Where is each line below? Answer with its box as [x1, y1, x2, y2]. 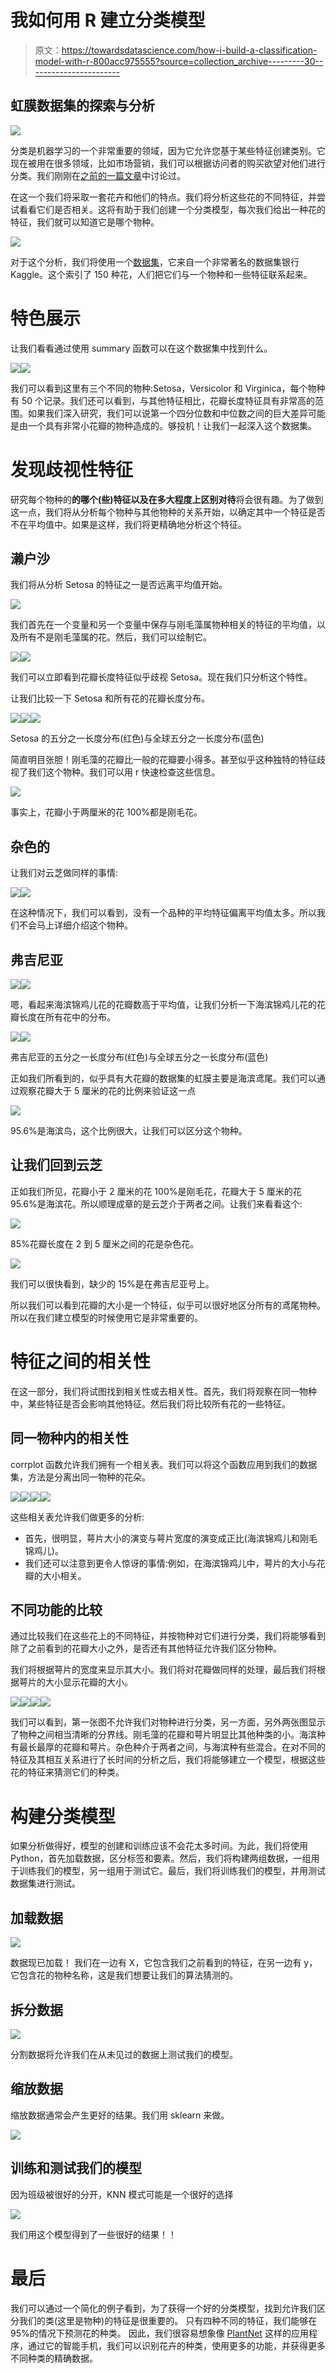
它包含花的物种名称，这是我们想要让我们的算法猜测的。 [10, 1969, 238, 1981]
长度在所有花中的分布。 [18, 1011, 116, 1023]
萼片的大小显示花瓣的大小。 [18, 1676, 133, 1688]
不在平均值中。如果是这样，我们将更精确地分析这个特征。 [10, 518, 247, 530]
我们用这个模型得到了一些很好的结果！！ [10, 2228, 177, 2240]
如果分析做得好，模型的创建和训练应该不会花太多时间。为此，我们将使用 [10, 1840, 308, 1852]
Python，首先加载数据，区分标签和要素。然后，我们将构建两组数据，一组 [10, 1852, 312, 1865]
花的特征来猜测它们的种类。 [10, 1766, 125, 1778]
